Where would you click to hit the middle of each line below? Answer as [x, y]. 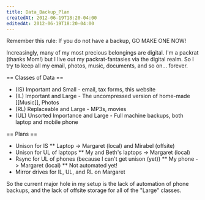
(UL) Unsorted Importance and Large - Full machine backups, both [99, 116]
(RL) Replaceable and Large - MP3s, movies [71, 109]
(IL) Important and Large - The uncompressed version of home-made [103, 96]
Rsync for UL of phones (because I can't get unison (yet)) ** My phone [105, 159]
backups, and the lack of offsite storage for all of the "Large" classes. [94, 190]
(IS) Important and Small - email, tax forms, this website [85, 90]
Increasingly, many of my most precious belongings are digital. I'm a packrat [102, 53]
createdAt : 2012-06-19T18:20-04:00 [52, 18]
